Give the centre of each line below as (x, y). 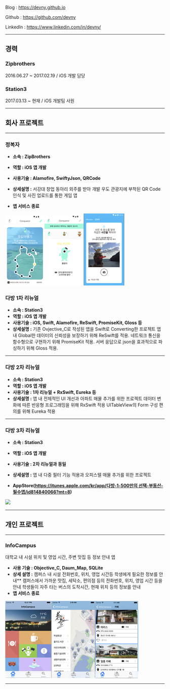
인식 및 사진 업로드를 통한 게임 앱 (45, 196)
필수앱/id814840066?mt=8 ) (42, 492)
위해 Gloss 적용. (42, 348)
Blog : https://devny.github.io (35, 7)
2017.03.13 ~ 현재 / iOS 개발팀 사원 (40, 101)
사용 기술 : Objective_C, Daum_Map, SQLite (58, 568)
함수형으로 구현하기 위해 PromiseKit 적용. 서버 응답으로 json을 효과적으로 (85, 342)
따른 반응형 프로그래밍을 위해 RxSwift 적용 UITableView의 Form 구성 (90, 405)
